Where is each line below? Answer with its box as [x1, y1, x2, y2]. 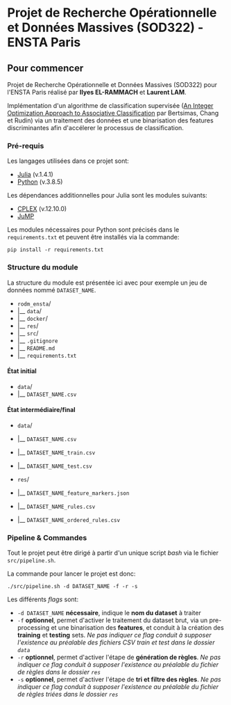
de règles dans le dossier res [17, 668, 101, 676]
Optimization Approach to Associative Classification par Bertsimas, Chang [7, 109, 219, 117]
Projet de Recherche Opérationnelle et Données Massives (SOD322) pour [7, 81, 217, 88]
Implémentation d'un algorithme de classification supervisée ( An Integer [7, 102, 214, 109]
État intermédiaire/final [7, 406, 76, 414]
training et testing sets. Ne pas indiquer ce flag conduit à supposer [17, 631, 212, 640]
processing [17, 624, 50, 632]
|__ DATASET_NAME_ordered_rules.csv [17, 516, 120, 523]
